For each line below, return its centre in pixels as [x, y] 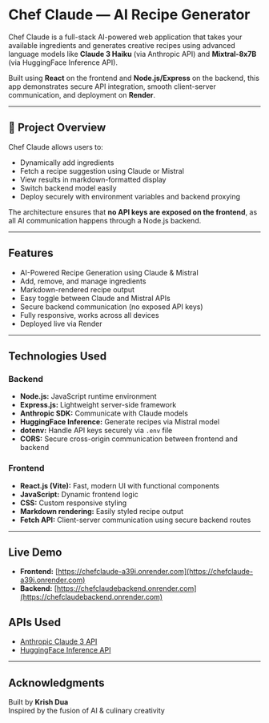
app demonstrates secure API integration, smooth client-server [112, 86]
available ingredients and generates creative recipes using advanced [122, 45]
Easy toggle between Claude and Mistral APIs [95, 298]
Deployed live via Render [61, 323]
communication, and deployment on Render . [82, 94]
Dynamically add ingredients [67, 163]
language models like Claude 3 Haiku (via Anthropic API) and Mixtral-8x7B [132, 54]
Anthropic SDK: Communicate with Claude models [104, 413]
